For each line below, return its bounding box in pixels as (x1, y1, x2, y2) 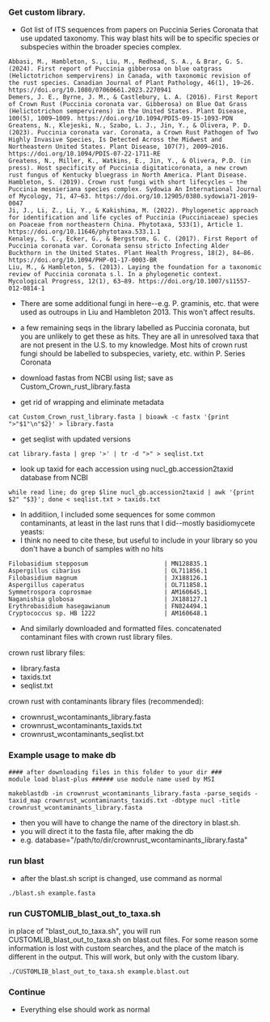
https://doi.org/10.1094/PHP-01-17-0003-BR (8, 256, 158, 265)
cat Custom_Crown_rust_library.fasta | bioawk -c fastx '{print (8, 413, 230, 421)
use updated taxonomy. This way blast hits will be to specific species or (19, 33, 259, 43)
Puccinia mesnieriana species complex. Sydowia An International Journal (8, 185, 263, 194)
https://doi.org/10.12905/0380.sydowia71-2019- (95, 193, 259, 201)
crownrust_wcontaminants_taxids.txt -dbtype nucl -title (44, 796, 241, 804)
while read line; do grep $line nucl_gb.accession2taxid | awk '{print (8, 488, 255, 496)
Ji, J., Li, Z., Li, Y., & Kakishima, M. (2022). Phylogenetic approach (8, 207, 259, 215)
